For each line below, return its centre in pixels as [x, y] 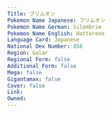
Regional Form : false [39, 60]
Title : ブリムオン [31, 14]
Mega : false [24, 72]
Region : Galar [28, 53]
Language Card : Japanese [43, 40]
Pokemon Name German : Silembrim [54, 27]
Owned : [17, 99]
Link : [15, 92]
